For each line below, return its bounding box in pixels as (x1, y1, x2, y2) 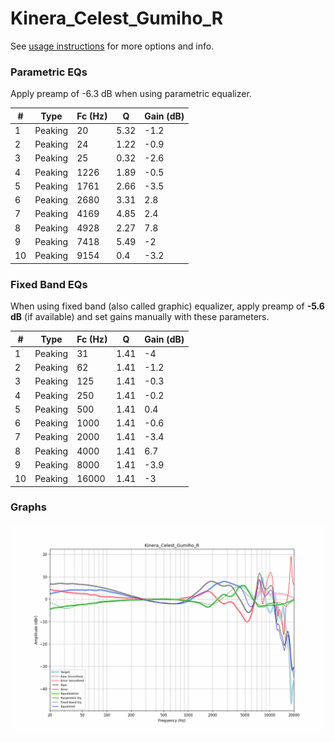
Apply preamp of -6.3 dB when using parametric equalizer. (10, 88, 252, 100)
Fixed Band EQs (10, 277, 88, 291)
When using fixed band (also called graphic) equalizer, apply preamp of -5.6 (10, 300, 325, 312)
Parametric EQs (10, 65, 88, 79)
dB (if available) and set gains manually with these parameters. (10, 311, 270, 323)
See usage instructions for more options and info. (10, 40, 215, 52)
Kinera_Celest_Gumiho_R (10, 7, 224, 30)
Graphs (10, 500, 47, 514)
